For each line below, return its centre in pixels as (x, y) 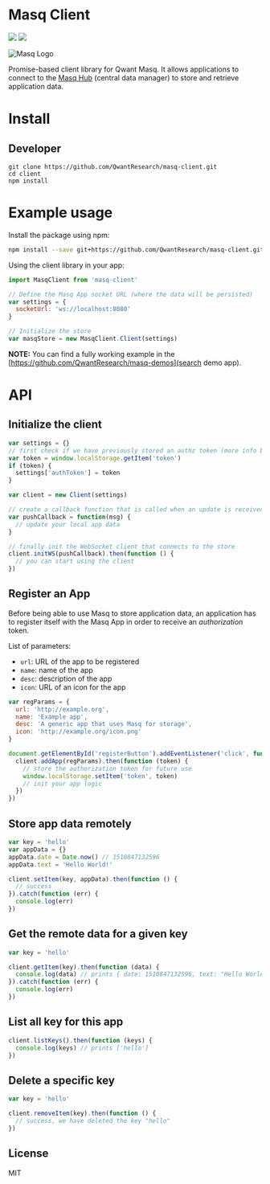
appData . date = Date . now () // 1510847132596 (84, 857)
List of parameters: (40, 645)
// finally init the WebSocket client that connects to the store (122, 547)
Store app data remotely (70, 823)
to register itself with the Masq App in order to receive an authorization (126, 621)
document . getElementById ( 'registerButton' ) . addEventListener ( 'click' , (129, 754)
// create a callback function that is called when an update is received (136, 510)
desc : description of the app (66, 678)
